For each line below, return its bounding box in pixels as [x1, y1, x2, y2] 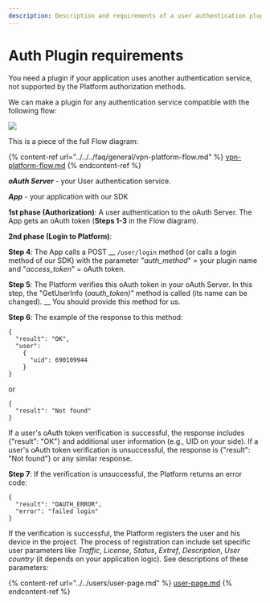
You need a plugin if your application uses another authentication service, [8, 73, 253, 83]
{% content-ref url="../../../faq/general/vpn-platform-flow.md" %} [8, 152, 224, 162]
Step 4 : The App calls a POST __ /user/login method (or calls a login [8, 247, 237, 256]
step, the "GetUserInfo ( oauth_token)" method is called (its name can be [8, 288, 247, 297]
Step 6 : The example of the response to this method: [8, 312, 183, 322]
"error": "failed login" [15, 507, 99, 515]
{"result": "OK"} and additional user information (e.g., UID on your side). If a [8, 436, 259, 446]
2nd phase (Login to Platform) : [8, 231, 112, 241]
